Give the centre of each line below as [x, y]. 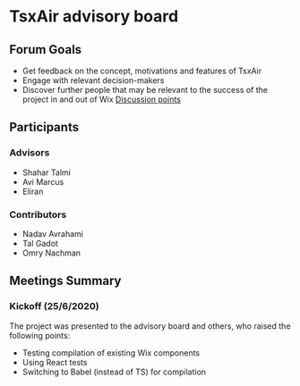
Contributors [38, 214]
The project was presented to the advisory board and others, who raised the [150, 326]
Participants [44, 127]
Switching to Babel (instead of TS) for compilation [114, 372]
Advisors [30, 153]
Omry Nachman [51, 253]
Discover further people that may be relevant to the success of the [145, 90]
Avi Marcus [43, 181]
